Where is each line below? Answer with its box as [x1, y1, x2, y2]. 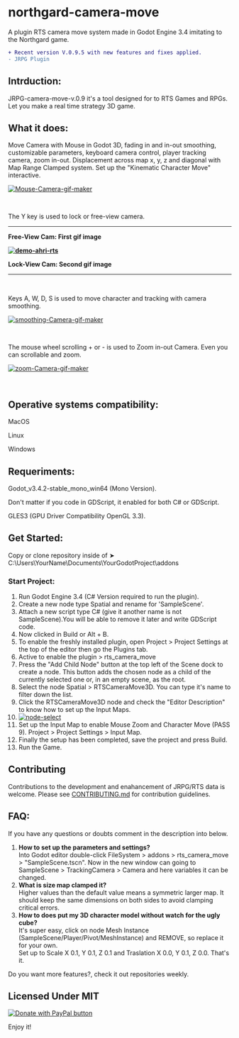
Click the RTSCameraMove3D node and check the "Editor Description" [18, 698, 226, 706]
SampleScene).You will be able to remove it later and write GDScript [18, 615, 217, 624]
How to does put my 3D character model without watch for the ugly [18, 910, 221, 919]
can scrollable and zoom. [8, 350, 82, 359]
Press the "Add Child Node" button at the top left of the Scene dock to [18, 660, 223, 669]
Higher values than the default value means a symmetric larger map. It [18, 888, 224, 897]
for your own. [18, 941, 58, 949]
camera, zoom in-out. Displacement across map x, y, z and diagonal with [8, 156, 221, 164]
